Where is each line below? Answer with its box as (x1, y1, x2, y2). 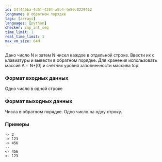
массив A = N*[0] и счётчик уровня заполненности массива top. (5, 62, 140, 68)
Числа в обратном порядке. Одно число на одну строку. (5, 109, 123, 115)
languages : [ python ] (5, 20, 47, 26)
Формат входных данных (5, 74, 69, 81)
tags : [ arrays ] (5, 16, 36, 21)
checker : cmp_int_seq (5, 25, 49, 30)
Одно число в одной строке (5, 86, 63, 91)
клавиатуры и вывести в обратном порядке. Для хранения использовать (5, 57, 158, 63)
